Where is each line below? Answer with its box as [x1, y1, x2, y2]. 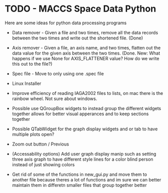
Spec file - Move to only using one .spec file [12, 70, 104, 76]
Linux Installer [12, 80, 41, 86]
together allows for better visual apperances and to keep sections [12, 111, 149, 117]
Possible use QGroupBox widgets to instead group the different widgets [12, 105, 161, 111]
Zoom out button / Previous [12, 141, 69, 147]
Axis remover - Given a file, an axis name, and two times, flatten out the [12, 44, 161, 51]
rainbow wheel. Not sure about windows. [12, 95, 97, 102]
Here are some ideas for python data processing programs [5, 20, 127, 26]
